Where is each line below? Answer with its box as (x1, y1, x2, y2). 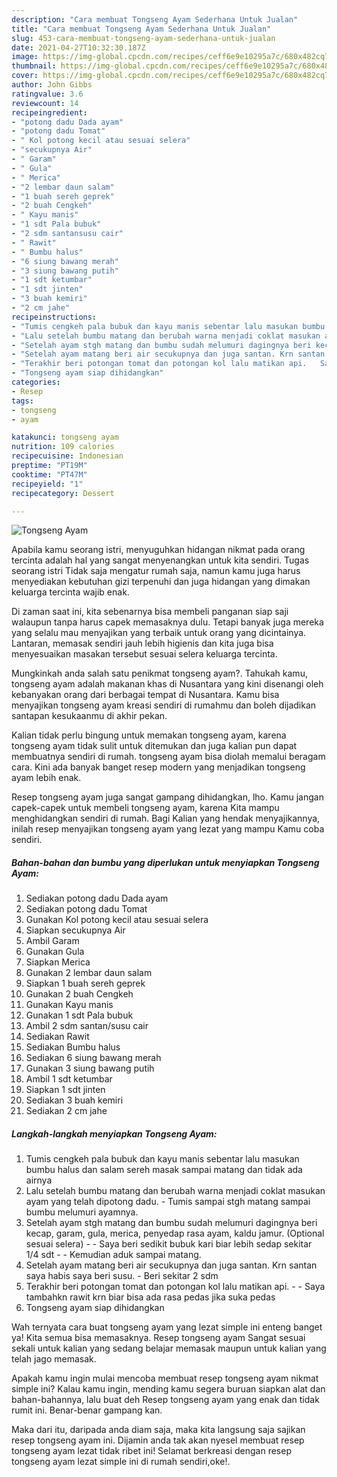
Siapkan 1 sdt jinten (25, 1084, 106, 1096)
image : (11, 52, 39, 62)
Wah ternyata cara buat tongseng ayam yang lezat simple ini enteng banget (11, 1321, 323, 1333)
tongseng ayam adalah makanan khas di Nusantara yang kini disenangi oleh (11, 678, 324, 690)
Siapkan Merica (25, 956, 91, 968)
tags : (11, 396, 34, 406)
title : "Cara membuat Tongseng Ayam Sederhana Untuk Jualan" (11, 24, 272, 34)
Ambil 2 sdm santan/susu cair (25, 1020, 149, 1032)
